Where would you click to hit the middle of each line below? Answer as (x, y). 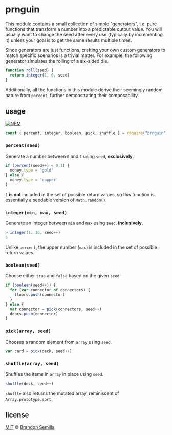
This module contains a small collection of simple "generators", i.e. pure (81, 24)
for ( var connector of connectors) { (50, 290)
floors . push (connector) (40, 295)
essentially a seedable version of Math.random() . (56, 200)
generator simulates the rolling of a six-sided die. (57, 61)
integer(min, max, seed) (36, 212)
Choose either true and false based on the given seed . (63, 276)
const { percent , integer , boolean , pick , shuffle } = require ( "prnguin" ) (87, 133)
